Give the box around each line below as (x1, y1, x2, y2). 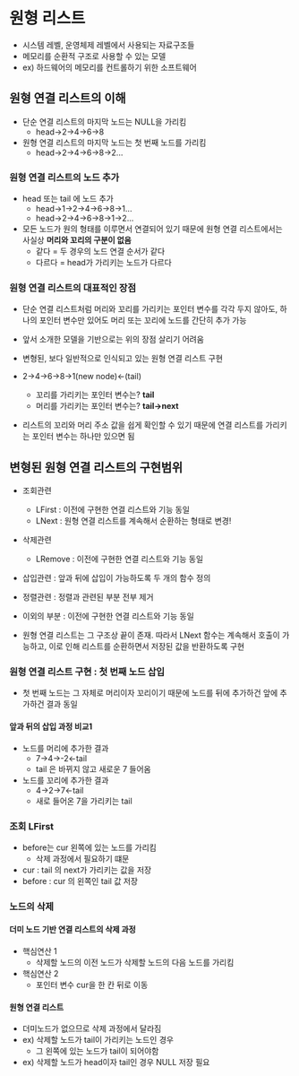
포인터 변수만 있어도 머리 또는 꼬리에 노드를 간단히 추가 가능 (38, 315, 247, 325)
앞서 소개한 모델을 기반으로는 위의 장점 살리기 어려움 (21, 334, 204, 345)
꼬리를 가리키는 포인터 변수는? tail (35, 389, 155, 400)
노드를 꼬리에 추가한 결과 (21, 775, 109, 785)
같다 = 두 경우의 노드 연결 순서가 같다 (35, 246, 166, 256)
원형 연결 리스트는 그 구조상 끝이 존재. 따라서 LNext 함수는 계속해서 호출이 (21, 629, 280, 641)
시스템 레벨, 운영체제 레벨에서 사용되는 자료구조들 (21, 39, 195, 50)
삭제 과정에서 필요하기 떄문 (35, 853, 130, 863)
